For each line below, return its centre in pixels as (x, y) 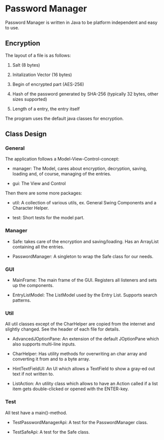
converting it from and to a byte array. (51, 359)
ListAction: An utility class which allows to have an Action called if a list (85, 384)
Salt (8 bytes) (26, 65)
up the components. (33, 285)
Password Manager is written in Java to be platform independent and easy (81, 22)
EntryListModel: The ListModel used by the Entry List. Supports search (85, 295)
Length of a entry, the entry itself (46, 109)
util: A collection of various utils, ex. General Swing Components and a (84, 203)
